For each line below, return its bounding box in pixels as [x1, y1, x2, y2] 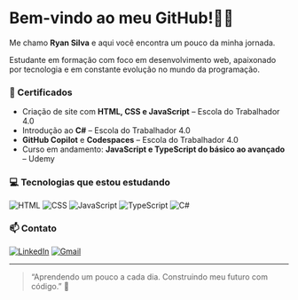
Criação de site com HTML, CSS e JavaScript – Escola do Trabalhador [21, 107, 280, 117]
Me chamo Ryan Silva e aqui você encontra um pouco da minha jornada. [9, 37, 276, 48]
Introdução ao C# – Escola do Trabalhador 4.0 [21, 125, 191, 136]
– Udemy [21, 154, 55, 164]
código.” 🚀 [30, 280, 69, 291]
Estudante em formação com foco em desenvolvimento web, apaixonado [9, 54, 277, 65]
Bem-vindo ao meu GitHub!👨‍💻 [9, 8, 234, 28]
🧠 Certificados [9, 86, 73, 99]
